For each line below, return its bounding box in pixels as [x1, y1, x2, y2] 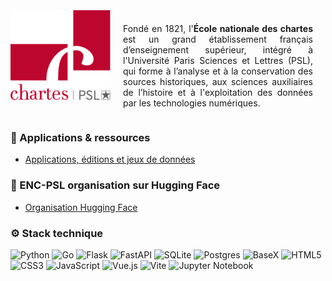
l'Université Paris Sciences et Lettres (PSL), [123, 55, 313, 66]
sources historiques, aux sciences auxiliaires [123, 76, 313, 87]
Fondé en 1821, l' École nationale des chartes [123, 23, 313, 34]
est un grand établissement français [123, 33, 313, 45]
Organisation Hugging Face [24, 201, 138, 213]
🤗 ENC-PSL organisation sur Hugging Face [10, 178, 221, 192]
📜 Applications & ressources [10, 130, 151, 144]
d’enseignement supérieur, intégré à [123, 44, 313, 56]
